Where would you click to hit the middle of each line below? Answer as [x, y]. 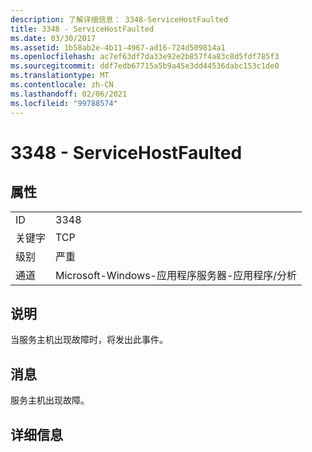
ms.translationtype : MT [60, 76]
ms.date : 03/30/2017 [53, 38]
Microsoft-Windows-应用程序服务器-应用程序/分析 [176, 275]
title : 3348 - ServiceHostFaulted [82, 29]
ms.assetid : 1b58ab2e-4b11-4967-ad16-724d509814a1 [118, 47]
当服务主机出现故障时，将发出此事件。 [89, 340]
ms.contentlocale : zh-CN [62, 85]
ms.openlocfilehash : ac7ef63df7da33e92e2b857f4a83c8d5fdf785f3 [145, 57]
